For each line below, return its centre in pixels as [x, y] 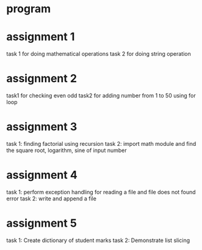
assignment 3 [42, 127]
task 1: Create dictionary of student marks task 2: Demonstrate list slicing [98, 240]
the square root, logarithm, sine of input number [67, 150]
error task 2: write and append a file [51, 199]
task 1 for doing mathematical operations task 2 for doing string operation [99, 54]
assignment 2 [42, 79]
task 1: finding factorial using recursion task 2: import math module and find [101, 144]
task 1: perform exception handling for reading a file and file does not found [101, 192]
